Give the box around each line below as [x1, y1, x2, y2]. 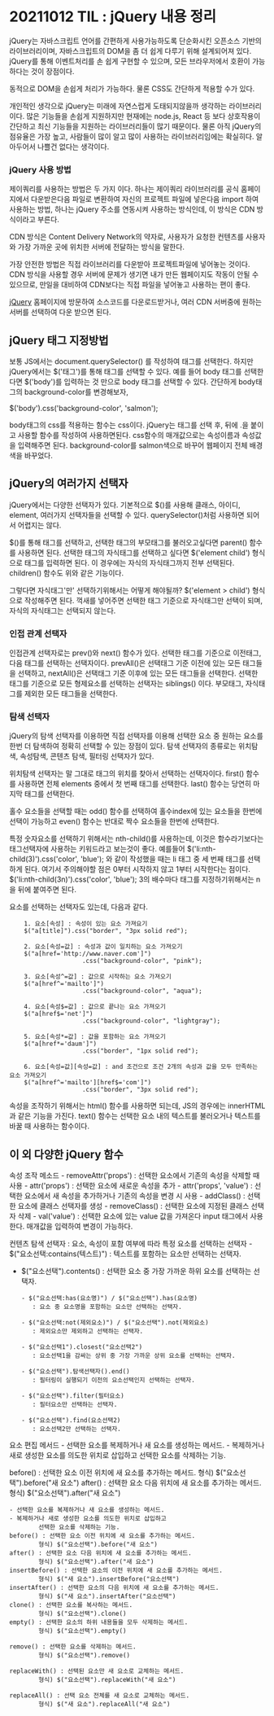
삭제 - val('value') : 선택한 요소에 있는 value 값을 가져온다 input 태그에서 [17, 1211, 249, 1221]
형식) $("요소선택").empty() [38, 1627, 127, 1635]
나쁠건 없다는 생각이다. [37, 142, 110, 151]
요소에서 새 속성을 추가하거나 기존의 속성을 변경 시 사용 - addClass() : [24, 1191, 246, 1201]
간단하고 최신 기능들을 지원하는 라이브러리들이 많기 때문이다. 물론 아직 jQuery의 [9, 121, 262, 131]
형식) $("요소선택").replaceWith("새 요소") [38, 1676, 176, 1684]
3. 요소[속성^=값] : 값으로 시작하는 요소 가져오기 [24, 973, 172, 981]
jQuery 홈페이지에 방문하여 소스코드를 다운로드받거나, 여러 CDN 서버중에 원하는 [9, 297, 263, 307]
